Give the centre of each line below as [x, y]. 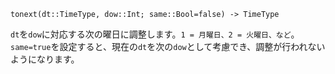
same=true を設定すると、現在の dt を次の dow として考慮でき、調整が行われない [168, 46]
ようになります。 [45, 59]
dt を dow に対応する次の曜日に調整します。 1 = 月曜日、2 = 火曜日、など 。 [155, 34]
